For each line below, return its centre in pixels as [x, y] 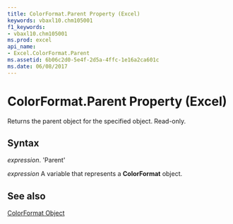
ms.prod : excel [30, 40]
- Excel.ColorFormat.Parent [49, 54]
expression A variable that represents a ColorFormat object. [95, 174]
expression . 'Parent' [36, 160]
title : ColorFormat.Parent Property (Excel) [74, 14]
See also [26, 196]
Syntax [23, 143]
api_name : [22, 47]
